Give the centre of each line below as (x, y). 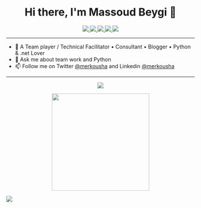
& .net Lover (30, 53)
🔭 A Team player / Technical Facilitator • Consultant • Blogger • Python (103, 47)
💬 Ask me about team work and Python (63, 59)
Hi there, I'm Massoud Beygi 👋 (100, 12)
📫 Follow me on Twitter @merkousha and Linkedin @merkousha (95, 66)
